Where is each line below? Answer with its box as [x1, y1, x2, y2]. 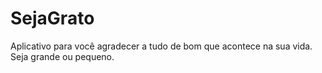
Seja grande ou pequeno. [10, 50, 115, 62]
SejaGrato [10, 7, 95, 30]
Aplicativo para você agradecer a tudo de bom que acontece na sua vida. [10, 40, 313, 52]
